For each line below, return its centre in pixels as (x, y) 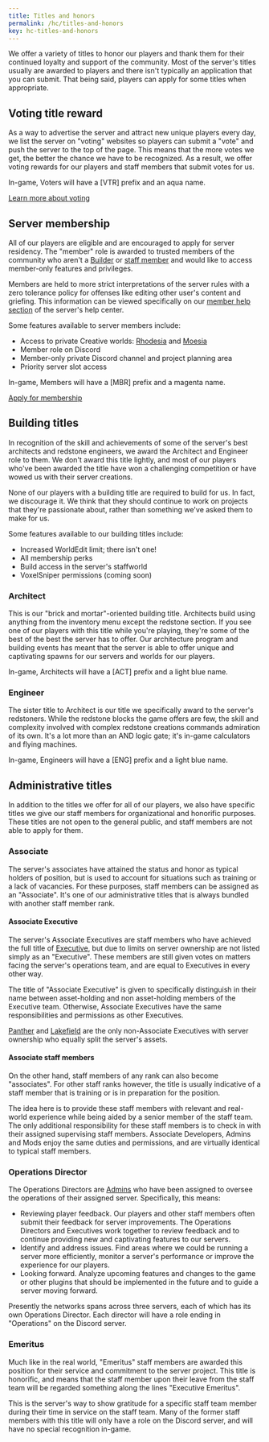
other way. (26, 974)
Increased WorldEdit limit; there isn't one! (88, 549)
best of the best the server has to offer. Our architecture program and (123, 639)
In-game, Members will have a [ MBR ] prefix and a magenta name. (117, 382)
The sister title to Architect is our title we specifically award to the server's (131, 711)
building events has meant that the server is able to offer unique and (121, 648)
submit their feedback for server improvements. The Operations (125, 1222)
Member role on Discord (60, 350)
